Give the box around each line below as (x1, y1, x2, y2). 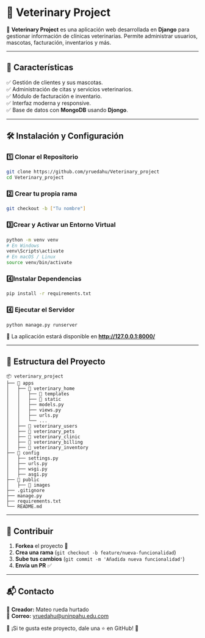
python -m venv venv (6, 237, 59, 243)
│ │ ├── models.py (6, 401, 64, 408)
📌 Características (6, 63, 74, 73)
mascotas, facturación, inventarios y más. (6, 39, 112, 46)
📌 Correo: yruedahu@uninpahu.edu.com (6, 612, 109, 620)
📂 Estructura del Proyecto (6, 356, 106, 366)
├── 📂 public (6, 477, 40, 483)
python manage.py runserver (6, 322, 78, 328)
